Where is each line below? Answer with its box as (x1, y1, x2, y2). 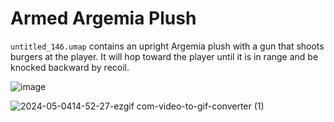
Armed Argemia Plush (10, 7, 197, 30)
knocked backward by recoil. (10, 61, 130, 73)
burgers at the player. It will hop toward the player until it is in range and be (10, 50, 319, 62)
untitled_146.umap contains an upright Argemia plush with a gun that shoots (10, 40, 325, 52)
